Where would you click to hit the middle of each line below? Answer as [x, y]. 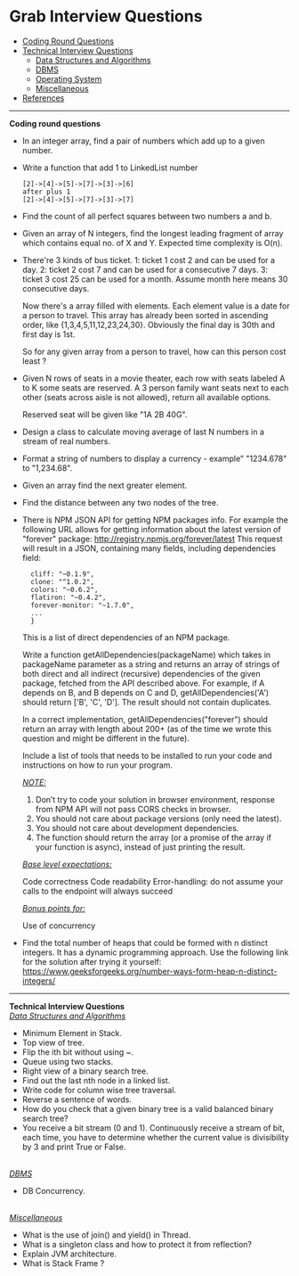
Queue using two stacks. [68, 1061]
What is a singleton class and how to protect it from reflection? [137, 1244]
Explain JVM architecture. [69, 1254]
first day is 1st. [48, 334]
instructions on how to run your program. [97, 765]
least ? [34, 361]
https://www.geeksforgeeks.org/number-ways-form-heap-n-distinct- [149, 971]
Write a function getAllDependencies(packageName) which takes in [146, 654]
